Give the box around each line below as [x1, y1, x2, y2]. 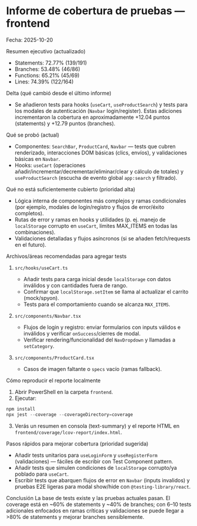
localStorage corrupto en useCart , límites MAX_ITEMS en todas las [14, 222, 178, 229]
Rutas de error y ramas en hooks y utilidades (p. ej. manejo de [14, 216, 166, 223]
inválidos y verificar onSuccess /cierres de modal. [23, 330, 141, 337]
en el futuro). [14, 241, 47, 248]
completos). [14, 209, 44, 217]
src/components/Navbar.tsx [14, 313, 81, 319]
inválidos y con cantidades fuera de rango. [23, 282, 128, 289]
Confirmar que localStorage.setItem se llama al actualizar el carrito [23, 288, 189, 295]
